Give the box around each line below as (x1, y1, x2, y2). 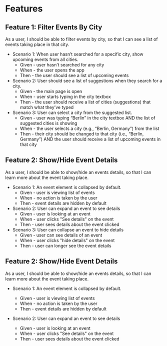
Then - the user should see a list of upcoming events (19, 72, 129, 78)
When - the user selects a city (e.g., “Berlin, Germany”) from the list (19, 125, 159, 131)
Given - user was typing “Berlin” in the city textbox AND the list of (19, 115, 155, 120)
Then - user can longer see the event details (19, 242, 111, 248)
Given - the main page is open (19, 88, 82, 94)
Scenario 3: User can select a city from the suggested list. (12, 109, 132, 115)
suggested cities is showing (19, 120, 77, 126)
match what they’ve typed (19, 104, 74, 110)
